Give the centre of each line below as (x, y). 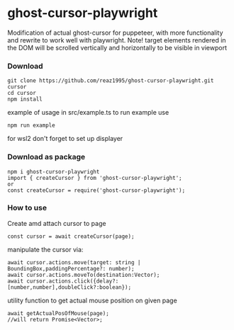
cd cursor (22, 93)
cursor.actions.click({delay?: (72, 281)
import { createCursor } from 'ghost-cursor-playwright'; (95, 178)
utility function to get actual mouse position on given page (92, 300)
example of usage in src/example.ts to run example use (88, 113)
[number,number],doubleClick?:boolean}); (69, 287)
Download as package (46, 157)
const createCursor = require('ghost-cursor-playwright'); (96, 190)
